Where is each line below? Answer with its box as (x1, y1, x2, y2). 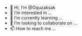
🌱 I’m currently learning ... (9, 15, 63, 20)
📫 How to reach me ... (9, 26, 56, 31)
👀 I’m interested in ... (9, 10, 52, 16)
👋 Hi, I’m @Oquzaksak (9, 5, 56, 10)
